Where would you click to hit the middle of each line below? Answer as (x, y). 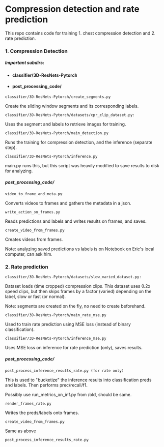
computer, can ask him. (29, 254)
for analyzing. (19, 171)
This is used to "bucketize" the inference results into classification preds (78, 380)
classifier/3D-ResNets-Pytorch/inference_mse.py (56, 339)
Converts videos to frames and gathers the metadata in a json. (68, 203)
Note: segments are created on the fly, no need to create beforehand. (75, 306)
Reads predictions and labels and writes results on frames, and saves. (76, 221)
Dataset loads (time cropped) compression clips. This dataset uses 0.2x (78, 286)
